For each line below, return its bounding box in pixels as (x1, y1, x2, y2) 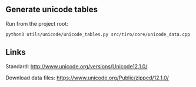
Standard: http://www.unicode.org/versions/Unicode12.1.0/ (5, 62, 148, 69)
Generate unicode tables (5, 5, 98, 15)
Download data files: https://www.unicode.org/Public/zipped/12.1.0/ (5, 74, 169, 81)
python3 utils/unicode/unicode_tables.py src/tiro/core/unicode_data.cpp (5, 32, 191, 37)
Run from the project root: (5, 20, 68, 27)
